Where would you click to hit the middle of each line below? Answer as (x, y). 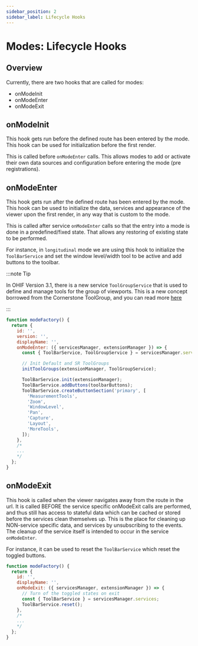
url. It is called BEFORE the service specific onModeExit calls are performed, (99, 506)
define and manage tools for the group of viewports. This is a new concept (97, 291)
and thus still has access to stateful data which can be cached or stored (93, 512)
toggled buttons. (26, 555)
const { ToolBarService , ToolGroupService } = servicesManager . (102, 353)
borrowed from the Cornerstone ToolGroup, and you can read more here (94, 298)
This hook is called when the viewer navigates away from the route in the (95, 500)
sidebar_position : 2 (32, 12)
